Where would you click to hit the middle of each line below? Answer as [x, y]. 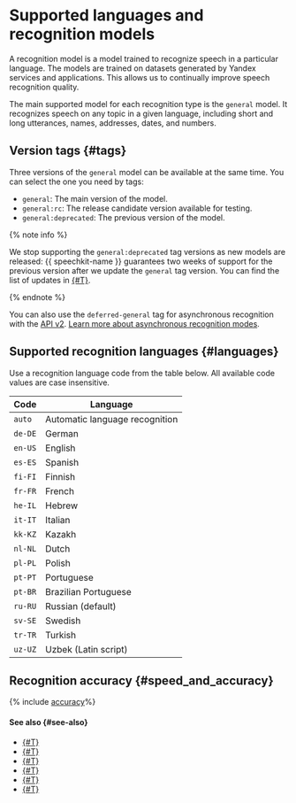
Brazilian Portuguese [89, 591]
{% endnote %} [38, 297]
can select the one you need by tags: [76, 181]
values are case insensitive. [60, 382]
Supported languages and [106, 15]
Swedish [63, 621]
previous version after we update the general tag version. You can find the [144, 270]
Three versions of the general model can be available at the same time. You [147, 172]
